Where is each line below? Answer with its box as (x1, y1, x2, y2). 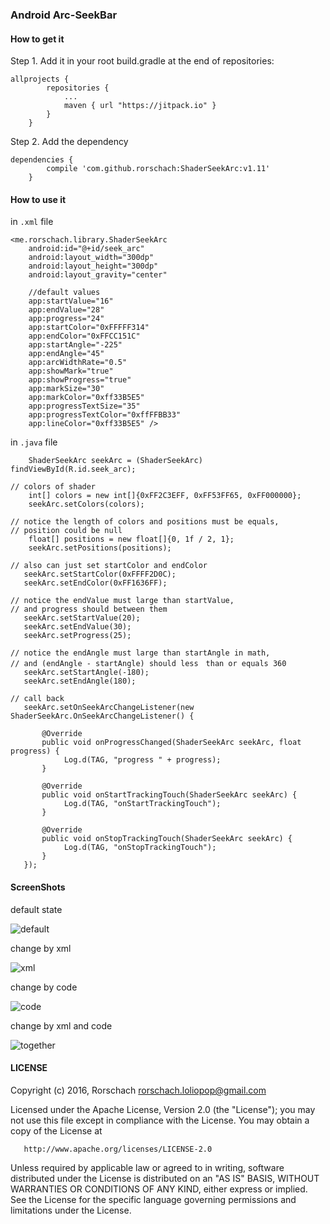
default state (10, 903, 63, 915)
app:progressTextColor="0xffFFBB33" (28, 410, 182, 420)
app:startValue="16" (28, 296, 114, 307)
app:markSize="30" (28, 384, 105, 394)
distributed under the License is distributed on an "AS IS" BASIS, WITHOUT (10, 1172, 320, 1184)
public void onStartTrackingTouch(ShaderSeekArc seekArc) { (41, 790, 298, 800)
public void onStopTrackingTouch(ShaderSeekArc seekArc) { (41, 834, 293, 844)
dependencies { (10, 155, 74, 165)
